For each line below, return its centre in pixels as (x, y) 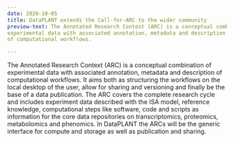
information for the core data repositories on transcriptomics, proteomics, (113, 117)
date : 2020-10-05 (32, 14)
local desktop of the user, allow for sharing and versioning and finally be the (116, 87)
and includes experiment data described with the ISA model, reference (109, 102)
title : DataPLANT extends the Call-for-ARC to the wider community (107, 20)
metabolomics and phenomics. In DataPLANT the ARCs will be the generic (114, 124)
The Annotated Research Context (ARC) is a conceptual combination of (109, 65)
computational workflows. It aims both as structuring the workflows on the (114, 80)
